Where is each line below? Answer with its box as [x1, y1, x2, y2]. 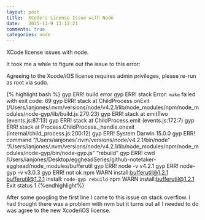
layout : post [6, 9, 40, 15]
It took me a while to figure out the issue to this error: [6, 61, 141, 68]
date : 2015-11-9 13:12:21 [6, 20, 79, 26]
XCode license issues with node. [6, 48, 89, 56]
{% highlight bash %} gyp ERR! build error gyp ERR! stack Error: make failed [6, 91, 196, 98]
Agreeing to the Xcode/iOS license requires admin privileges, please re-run [6, 72, 196, 80]
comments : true [6, 26, 45, 32]
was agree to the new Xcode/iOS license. [6, 207, 110, 214]
